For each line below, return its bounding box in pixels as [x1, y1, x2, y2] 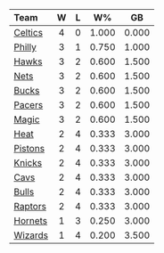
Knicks [13, 157, 43, 168]
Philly [13, 41, 37, 53]
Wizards [13, 229, 49, 241]
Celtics [13, 27, 43, 38]
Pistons [13, 143, 45, 154]
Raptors [13, 200, 47, 212]
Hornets [13, 215, 48, 226]
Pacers [13, 99, 44, 110]
